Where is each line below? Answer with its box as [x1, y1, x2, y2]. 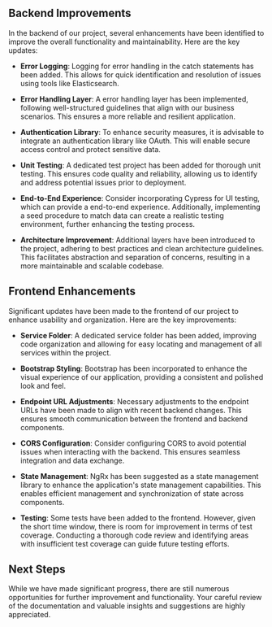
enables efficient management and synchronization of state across [19, 488, 244, 499]
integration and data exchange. [19, 455, 125, 465]
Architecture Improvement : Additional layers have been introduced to [19, 235, 256, 245]
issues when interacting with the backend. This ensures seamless [19, 446, 241, 456]
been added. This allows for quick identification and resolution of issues [19, 69, 261, 80]
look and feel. [19, 381, 67, 390]
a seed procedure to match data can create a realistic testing [19, 211, 225, 220]
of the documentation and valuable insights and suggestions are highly [8, 601, 246, 611]
